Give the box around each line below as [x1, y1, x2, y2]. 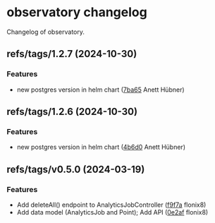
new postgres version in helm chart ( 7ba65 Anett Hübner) [16, 85, 185, 94]
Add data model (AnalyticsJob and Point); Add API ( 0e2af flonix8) [16, 208, 209, 216]
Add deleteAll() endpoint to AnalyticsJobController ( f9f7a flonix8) [16, 200, 207, 209]
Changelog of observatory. [6, 28, 85, 36]
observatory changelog [6, 4, 147, 20]
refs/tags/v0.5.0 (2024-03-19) [6, 163, 145, 175]
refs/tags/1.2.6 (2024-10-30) [6, 106, 138, 118]
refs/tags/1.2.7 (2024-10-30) [6, 48, 137, 60]
